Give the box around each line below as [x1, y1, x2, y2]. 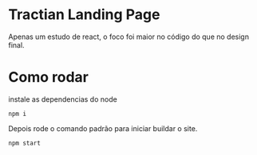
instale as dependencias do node [8, 94, 117, 104]
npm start [8, 139, 42, 147]
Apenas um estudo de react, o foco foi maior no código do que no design [8, 32, 250, 41]
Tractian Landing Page [8, 6, 160, 24]
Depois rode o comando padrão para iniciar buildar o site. [8, 123, 198, 133]
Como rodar [8, 68, 89, 87]
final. [8, 40, 26, 49]
